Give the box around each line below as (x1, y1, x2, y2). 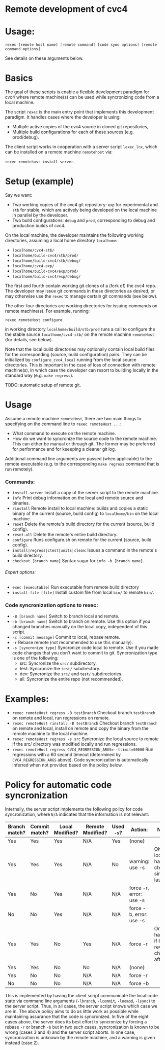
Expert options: (5, 569, 36, 575)
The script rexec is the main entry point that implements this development (5, 109, 154, 115)
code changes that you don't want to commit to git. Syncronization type (12, 650, 158, 655)
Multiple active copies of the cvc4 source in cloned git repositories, (12, 124, 149, 130)
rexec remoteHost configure (5, 318, 63, 323)
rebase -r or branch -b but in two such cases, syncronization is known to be (5, 1024, 160, 1030)
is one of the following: (12, 655, 59, 661)
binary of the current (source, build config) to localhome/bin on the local (12, 510, 159, 516)
